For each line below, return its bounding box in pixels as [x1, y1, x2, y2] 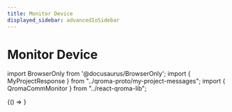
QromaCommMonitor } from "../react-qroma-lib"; [7, 84, 147, 93]
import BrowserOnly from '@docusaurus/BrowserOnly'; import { [7, 70, 191, 78]
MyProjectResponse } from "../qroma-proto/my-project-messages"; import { [7, 77, 226, 86]
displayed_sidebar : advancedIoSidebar [7, 17, 120, 24]
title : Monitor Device [7, 10, 73, 17]
